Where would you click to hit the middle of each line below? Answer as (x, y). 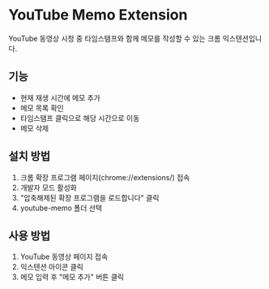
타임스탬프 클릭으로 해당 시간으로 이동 (80, 118)
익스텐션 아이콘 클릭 (51, 267)
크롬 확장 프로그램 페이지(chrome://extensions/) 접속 (105, 177)
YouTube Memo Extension (98, 15)
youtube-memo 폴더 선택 (61, 208)
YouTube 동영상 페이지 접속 (64, 257)
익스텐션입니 (242, 38)
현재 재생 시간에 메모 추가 (60, 97)
